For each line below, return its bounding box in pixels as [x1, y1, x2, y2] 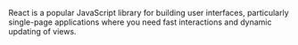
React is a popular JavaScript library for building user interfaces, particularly [8, 8, 289, 18]
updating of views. [8, 26, 77, 36]
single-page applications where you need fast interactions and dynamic [8, 17, 273, 27]
